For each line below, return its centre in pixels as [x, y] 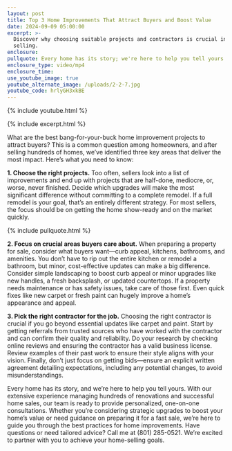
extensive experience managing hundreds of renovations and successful [111, 396]
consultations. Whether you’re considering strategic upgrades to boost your [115, 411]
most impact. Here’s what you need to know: [70, 159]
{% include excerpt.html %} [47, 124]
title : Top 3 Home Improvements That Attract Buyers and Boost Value [109, 20]
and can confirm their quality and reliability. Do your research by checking [113, 338]
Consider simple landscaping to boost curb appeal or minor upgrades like [112, 274]
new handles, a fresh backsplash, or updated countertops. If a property [109, 281]
